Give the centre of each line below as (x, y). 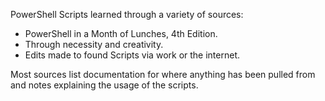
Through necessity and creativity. (94, 44)
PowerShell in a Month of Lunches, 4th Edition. (121, 33)
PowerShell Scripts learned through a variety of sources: (127, 14)
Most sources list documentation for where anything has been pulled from (163, 74)
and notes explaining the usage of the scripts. (104, 85)
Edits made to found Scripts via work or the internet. (132, 55)
